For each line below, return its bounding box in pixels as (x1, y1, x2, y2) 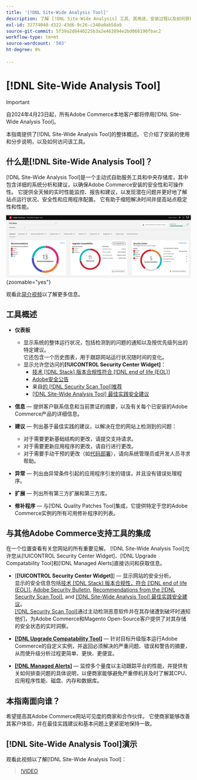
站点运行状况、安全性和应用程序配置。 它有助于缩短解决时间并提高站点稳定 (6, 195, 188, 203)
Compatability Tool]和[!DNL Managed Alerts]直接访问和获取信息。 (6, 560, 165, 567)
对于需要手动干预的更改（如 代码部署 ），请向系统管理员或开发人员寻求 (23, 450, 191, 457)
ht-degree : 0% (6, 47, 41, 53)
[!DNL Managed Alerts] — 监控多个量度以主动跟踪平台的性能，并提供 (14, 662, 183, 669)
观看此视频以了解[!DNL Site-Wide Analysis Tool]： (6, 756, 127, 763)
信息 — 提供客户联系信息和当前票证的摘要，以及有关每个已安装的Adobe (14, 403, 188, 410)
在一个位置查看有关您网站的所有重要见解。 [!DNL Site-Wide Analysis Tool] (6, 545, 185, 552)
